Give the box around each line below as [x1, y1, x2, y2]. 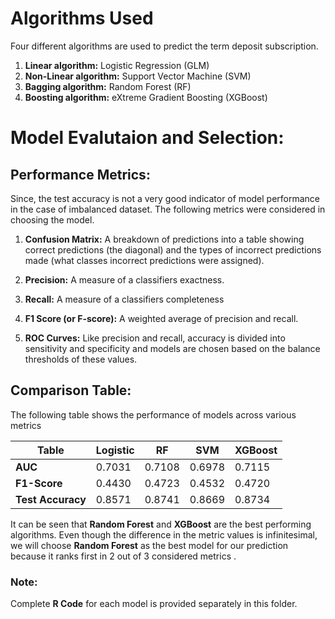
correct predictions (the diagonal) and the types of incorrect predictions [24, 243, 322, 256]
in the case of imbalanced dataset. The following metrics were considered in [10, 203, 326, 215]
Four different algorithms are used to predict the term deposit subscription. [10, 40, 319, 52]
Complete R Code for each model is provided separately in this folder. [10, 598, 298, 610]
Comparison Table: [10, 382, 132, 399]
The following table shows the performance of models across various [10, 408, 297, 421]
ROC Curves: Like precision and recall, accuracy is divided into [24, 332, 286, 344]
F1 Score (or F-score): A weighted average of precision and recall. [24, 312, 299, 324]
